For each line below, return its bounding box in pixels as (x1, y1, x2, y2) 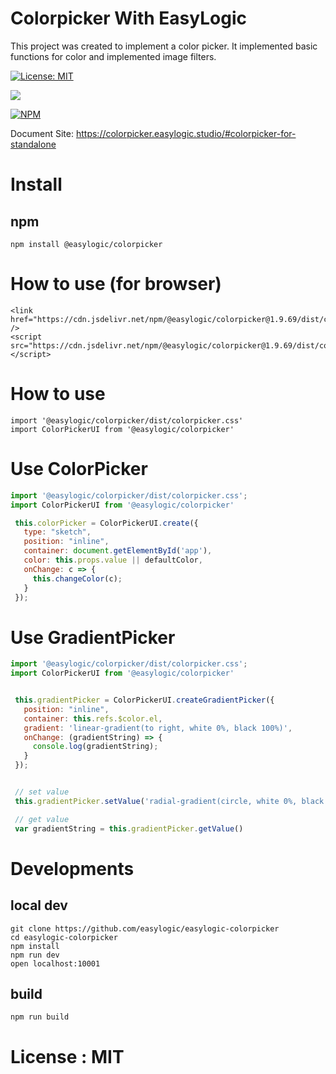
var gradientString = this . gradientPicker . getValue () (14, 823, 244, 834)
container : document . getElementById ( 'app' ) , (23, 546, 213, 556)
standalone (10, 138, 57, 150)
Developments (10, 857, 135, 880)
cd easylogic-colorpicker (10, 932, 118, 942)
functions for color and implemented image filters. (10, 50, 217, 62)
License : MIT (10, 1045, 125, 1068)
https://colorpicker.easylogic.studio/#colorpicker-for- (75, 127, 297, 139)
